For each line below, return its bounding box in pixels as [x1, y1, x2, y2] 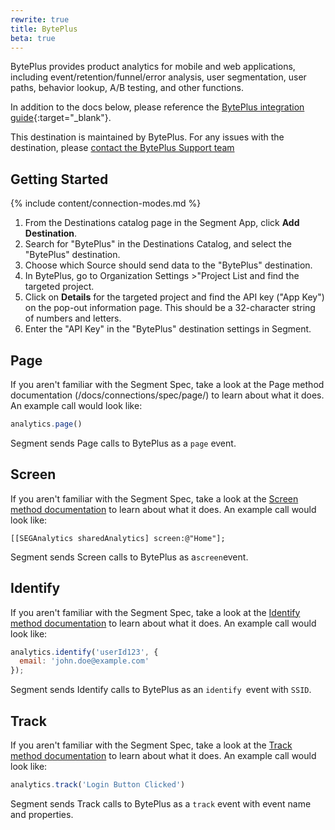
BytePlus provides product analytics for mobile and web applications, [10, 61, 296, 73]
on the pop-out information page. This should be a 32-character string [24, 302, 316, 314]
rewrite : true [10, 14, 70, 25]
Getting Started [10, 171, 109, 188]
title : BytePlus [10, 24, 78, 34]
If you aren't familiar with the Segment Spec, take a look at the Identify [10, 606, 301, 618]
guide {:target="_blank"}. [10, 112, 112, 124]
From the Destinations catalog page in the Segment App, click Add [24, 217, 300, 229]
